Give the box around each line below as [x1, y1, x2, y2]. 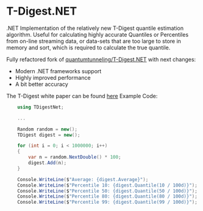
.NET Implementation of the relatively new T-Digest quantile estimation [6, 24, 184, 32]
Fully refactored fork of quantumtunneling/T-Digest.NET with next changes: [6, 55, 196, 63]
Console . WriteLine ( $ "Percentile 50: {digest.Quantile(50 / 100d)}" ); [17, 188, 198, 194]
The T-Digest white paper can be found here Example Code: [6, 92, 158, 99]
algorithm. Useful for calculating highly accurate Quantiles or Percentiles [6, 30, 189, 38]
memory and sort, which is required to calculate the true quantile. [6, 44, 171, 51]
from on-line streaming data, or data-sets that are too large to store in [6, 37, 182, 45]
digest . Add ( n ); [28, 160, 67, 166]
